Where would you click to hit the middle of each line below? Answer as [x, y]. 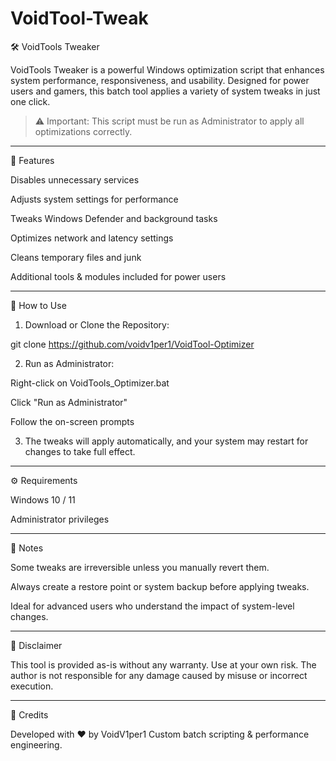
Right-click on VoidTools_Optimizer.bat [90, 383]
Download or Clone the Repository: [97, 324]
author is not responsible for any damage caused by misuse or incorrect [159, 675]
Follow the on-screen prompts [72, 421]
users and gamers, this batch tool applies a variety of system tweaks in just [165, 91]
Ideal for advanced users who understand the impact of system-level [152, 606]
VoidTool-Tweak [79, 18]
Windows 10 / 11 [43, 499]
